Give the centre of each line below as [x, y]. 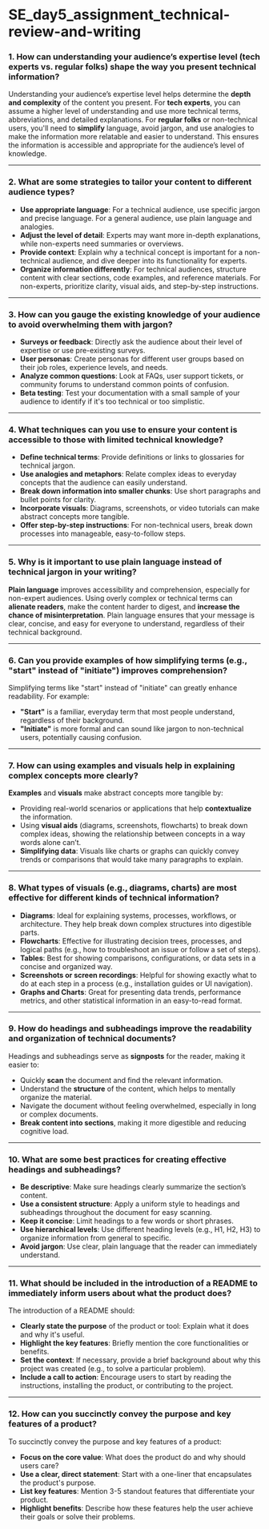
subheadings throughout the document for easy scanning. [116, 1213]
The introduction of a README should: [72, 1310]
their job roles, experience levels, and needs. [94, 368]
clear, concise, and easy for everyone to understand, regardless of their [127, 623]
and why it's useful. [52, 1334]
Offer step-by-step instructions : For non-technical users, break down [137, 525]
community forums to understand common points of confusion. [124, 384]
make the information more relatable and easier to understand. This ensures [134, 137]
